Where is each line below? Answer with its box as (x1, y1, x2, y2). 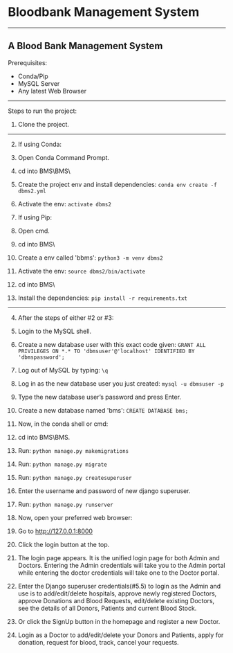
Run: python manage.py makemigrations (17, 446, 129, 454)
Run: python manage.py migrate (17, 460, 108, 468)
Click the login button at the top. (17, 540, 110, 548)
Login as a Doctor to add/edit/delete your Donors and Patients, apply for (17, 631, 224, 639)
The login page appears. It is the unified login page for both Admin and (17, 553, 220, 562)
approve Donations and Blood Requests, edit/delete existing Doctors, (17, 596, 215, 605)
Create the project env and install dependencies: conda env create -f (17, 180, 217, 188)
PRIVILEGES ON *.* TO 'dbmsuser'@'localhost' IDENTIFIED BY (17, 348, 195, 355)
